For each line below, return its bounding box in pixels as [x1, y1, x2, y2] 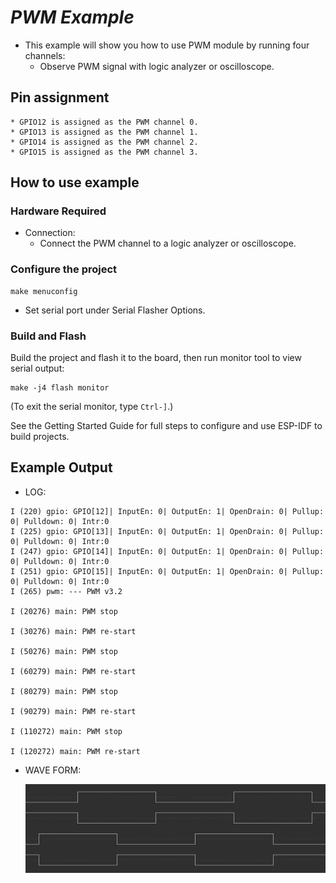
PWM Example [10, 6, 135, 29]
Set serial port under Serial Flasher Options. [24, 304, 206, 316]
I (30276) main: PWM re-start [10, 626, 137, 636]
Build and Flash [10, 329, 87, 343]
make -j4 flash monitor [10, 383, 110, 393]
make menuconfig [10, 286, 78, 296]
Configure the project [10, 262, 118, 276]
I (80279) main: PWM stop [10, 686, 118, 696]
